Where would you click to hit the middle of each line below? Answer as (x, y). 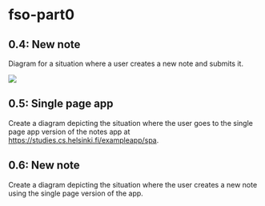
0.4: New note (44, 44)
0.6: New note (44, 166)
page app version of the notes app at (69, 131)
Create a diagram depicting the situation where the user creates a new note (133, 184)
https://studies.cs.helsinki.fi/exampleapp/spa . (84, 140)
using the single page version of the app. (76, 193)
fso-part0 (41, 15)
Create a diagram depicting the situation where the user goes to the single (131, 123)
